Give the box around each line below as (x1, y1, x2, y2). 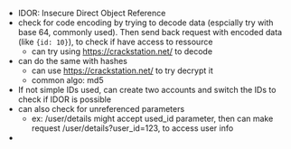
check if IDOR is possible (17, 94, 111, 105)
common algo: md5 (31, 75, 104, 85)
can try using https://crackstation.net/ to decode (31, 46, 213, 57)
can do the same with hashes (17, 56, 128, 66)
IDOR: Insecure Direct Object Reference (17, 8, 166, 18)
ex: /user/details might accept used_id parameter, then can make (31, 113, 274, 124)
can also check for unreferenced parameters (17, 104, 185, 114)
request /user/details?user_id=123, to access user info (31, 123, 234, 134)
